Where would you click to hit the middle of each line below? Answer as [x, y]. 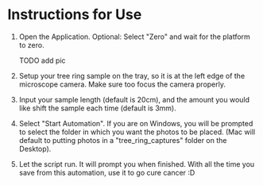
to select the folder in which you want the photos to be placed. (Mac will [137, 132]
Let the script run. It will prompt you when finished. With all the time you [137, 164]
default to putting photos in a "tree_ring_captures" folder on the [123, 140]
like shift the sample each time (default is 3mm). [97, 108]
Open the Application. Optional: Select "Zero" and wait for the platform [135, 37]
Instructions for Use [75, 15]
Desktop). [35, 148]
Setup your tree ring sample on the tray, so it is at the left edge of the [132, 75]
